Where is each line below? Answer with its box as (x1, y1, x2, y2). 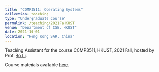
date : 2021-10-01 (5, 29, 40, 34)
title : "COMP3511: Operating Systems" (5, 7, 83, 12)
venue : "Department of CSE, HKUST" (5, 25, 77, 30)
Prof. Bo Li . (5, 52, 27, 58)
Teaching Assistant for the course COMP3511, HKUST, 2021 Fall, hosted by (5, 47, 154, 53)
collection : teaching (5, 12, 49, 16)
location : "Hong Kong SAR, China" (5, 34, 75, 39)
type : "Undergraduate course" (5, 16, 66, 21)
